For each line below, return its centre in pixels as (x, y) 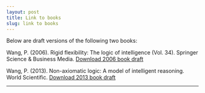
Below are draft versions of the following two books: (72, 41)
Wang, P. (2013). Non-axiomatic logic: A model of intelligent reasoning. (95, 71)
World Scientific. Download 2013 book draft (61, 78)
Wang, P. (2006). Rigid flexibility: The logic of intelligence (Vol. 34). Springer (102, 53)
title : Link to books (34, 18)
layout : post (23, 12)
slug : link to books (33, 23)
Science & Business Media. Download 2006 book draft (75, 59)
